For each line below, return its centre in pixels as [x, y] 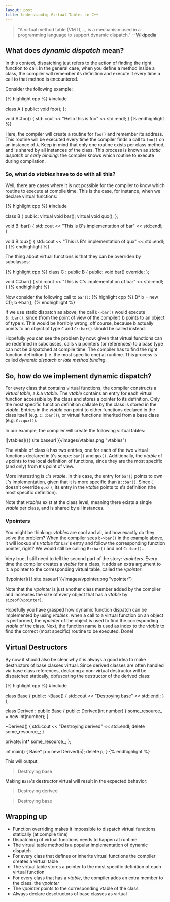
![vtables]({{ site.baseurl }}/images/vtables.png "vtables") [66, 440]
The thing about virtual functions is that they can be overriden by [73, 256]
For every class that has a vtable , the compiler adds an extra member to [88, 878]
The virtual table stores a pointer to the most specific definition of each [87, 867]
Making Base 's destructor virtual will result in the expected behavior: [76, 781]
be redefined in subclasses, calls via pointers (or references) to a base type [84, 343]
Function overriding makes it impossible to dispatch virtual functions [84, 829]
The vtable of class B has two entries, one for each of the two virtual [77, 450]
